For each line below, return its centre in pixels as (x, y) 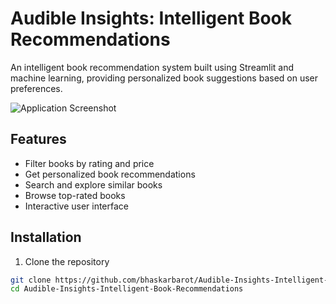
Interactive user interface (77, 206)
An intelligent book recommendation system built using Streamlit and (152, 67)
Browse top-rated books (75, 195)
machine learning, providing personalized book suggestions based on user (164, 78)
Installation (46, 237)
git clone (31, 280)
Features (38, 139)
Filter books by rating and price (89, 163)
